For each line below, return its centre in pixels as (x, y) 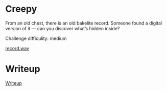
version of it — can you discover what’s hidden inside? (63, 28)
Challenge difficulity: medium (36, 38)
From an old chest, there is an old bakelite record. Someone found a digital (84, 23)
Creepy (21, 9)
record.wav (17, 48)
